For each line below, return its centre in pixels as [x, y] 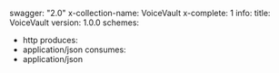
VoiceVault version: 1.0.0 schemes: [74, 23]
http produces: [50, 40]
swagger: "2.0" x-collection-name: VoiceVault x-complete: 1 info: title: [140, 13]
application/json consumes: [74, 50]
